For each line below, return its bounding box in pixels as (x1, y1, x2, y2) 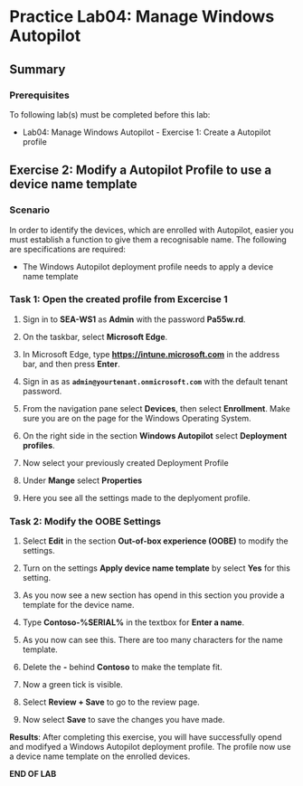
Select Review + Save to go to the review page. (22, 696, 201, 707)
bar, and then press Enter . (22, 358, 120, 369)
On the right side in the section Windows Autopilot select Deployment (22, 430, 288, 440)
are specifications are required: (9, 243, 127, 254)
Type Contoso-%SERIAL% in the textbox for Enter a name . (22, 617, 245, 628)
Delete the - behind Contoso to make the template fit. (22, 662, 223, 673)
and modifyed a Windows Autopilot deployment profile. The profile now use (9, 742, 291, 753)
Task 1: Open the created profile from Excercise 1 (9, 293, 228, 306)
